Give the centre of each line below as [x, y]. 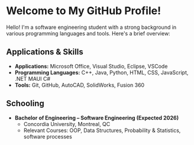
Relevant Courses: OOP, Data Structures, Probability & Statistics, [102, 130]
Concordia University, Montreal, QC [67, 124]
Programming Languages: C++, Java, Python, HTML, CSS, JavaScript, [101, 72]
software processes [48, 136]
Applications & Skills [45, 52]
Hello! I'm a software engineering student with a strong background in [91, 27]
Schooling [25, 103]
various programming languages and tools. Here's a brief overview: [88, 33]
